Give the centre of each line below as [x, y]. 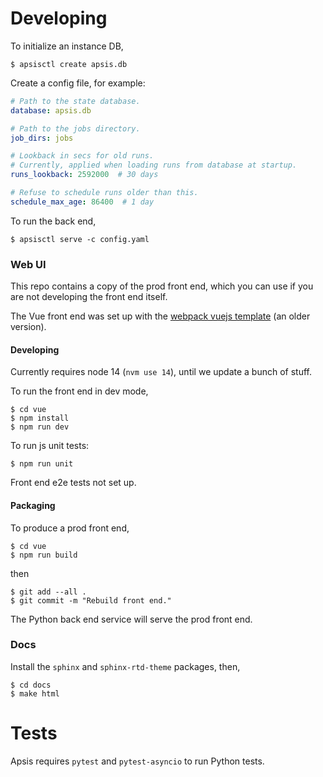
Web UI [28, 264]
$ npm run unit [42, 464]
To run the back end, [53, 221]
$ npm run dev [40, 427]
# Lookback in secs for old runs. [82, 156]
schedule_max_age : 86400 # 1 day [82, 202]
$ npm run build [44, 555]
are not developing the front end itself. [89, 297]
